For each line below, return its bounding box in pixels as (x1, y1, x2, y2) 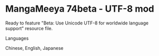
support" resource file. (5, 25, 53, 31)
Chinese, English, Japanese (5, 45, 64, 51)
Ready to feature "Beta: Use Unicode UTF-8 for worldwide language (5, 20, 149, 26)
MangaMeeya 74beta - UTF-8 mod (5, 3, 154, 15)
